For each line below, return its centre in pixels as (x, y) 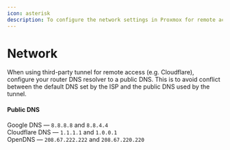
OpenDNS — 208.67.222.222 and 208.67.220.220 (76, 139)
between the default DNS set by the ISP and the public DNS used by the (108, 87)
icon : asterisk (29, 13)
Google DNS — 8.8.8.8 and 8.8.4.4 (57, 125)
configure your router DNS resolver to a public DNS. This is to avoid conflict (114, 80)
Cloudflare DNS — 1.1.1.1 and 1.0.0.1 (62, 132)
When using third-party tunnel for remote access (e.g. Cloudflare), (101, 72)
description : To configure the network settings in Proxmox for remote (111, 20)
